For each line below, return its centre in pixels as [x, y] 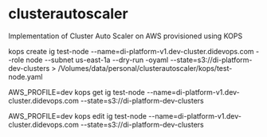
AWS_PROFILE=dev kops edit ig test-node [78, 115]
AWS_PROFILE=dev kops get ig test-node [77, 92]
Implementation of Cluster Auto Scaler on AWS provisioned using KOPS [126, 36]
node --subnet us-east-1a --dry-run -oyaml [97, 60]
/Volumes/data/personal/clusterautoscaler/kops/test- [145, 68]
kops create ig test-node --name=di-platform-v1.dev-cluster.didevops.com [131, 51]
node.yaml [26, 76]
